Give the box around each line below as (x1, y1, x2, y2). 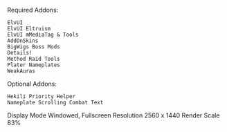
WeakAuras (7, 68, 36, 75)
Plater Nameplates (7, 62, 60, 68)
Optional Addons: (7, 79, 57, 88)
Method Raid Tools (7, 55, 60, 62)
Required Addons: (7, 6, 59, 14)
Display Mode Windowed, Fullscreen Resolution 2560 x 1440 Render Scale (7, 111, 220, 120)
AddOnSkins (7, 37, 39, 44)
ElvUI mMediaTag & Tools (7, 31, 79, 38)
